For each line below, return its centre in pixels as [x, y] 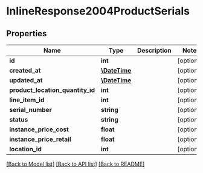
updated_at [26, 80]
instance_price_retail [40, 139]
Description [154, 51]
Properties [27, 34]
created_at [25, 70]
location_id [26, 149]
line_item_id [27, 100]
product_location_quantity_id [52, 90]
